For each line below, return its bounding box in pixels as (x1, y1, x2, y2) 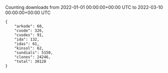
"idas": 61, (14, 41, 39, 46)
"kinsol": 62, (14, 46, 44, 51)
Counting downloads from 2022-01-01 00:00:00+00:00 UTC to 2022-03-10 (5, 5, 163, 10)
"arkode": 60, (14, 24, 44, 29)
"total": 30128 (14, 59, 47, 64)
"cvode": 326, (14, 28, 44, 33)
